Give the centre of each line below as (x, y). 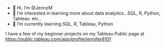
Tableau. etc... (27, 18)
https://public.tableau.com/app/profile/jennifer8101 (58, 39)
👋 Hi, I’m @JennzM (32, 8)
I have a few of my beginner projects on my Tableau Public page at (75, 34)
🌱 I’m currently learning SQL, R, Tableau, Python (63, 24)
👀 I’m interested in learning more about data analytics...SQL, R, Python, (86, 13)
